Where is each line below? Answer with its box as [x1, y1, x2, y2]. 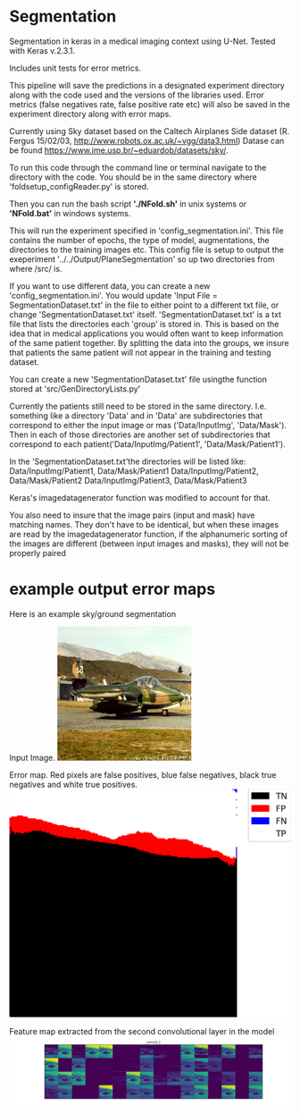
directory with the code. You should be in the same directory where [9, 172, 257, 182]
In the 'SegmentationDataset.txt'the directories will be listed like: [9, 456, 246, 467]
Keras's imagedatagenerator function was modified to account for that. [9, 492, 271, 502]
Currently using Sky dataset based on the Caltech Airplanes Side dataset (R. [9, 125, 290, 136]
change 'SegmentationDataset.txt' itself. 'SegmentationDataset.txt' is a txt [9, 308, 282, 319]
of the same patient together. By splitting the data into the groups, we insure [9, 337, 289, 348]
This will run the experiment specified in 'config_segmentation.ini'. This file [9, 225, 284, 236]
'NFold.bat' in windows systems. [9, 207, 131, 218]
